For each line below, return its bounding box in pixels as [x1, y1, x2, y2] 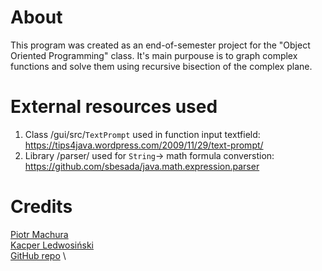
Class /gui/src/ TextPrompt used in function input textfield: [24, 128, 261, 140]
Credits [10, 196, 73, 218]
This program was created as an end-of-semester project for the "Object [10, 39, 311, 51]
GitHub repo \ [10, 249, 67, 261]
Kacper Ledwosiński [10, 239, 94, 251]
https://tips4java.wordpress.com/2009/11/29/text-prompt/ [24, 139, 264, 151]
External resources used [10, 96, 218, 118]
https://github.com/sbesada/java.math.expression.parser [24, 160, 260, 172]
